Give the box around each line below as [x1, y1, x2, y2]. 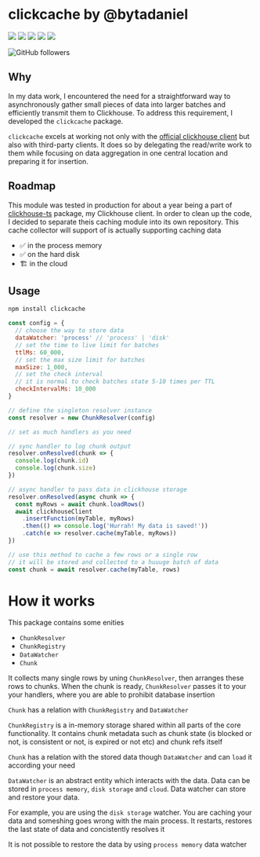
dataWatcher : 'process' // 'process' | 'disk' [15, 334, 170, 342]
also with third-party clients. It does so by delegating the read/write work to [8, 140, 252, 149]
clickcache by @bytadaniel [8, 5, 189, 24]
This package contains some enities [8, 618, 125, 628]
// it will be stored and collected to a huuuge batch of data [8, 558, 219, 566]
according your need [8, 760, 76, 771]
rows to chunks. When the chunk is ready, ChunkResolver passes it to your [8, 682, 247, 691]
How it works [8, 591, 96, 610]
